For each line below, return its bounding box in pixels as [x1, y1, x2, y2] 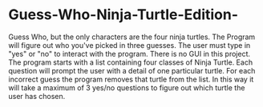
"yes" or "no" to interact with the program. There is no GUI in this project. [8, 49, 251, 58]
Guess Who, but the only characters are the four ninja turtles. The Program [8, 32, 256, 42]
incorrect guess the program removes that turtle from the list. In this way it [8, 74, 254, 84]
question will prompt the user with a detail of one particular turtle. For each [8, 65, 256, 75]
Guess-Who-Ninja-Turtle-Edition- [8, 6, 239, 24]
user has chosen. [8, 91, 66, 101]
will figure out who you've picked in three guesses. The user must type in [8, 40, 251, 50]
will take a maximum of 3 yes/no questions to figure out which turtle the [8, 82, 245, 93]
